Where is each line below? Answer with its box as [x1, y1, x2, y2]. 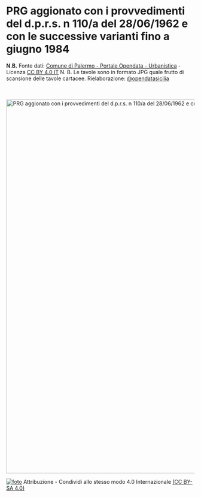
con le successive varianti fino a [6, 30, 170, 43]
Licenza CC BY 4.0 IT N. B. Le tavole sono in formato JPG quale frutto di [6, 68, 184, 75]
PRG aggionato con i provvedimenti [6, 4, 185, 18]
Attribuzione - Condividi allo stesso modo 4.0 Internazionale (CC [23, 478, 182, 485]
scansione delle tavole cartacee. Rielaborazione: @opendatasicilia [6, 75, 169, 82]
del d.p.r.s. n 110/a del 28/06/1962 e [6, 17, 188, 31]
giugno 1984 [6, 42, 70, 56]
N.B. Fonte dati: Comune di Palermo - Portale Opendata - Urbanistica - [6, 62, 181, 69]
